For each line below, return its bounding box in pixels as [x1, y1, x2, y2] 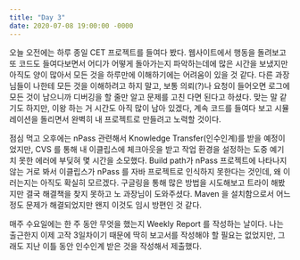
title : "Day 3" [9, 12, 66, 22]
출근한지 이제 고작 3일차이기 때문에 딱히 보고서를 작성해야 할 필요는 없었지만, [9, 229, 277, 240]
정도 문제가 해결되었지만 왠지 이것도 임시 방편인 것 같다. [9, 199, 203, 210]
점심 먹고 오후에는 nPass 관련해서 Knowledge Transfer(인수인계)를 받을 [9, 133, 262, 143]
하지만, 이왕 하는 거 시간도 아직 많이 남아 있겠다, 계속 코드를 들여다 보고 [25, 102, 273, 113]
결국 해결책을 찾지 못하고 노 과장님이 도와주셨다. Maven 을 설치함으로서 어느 [25, 188, 291, 199]
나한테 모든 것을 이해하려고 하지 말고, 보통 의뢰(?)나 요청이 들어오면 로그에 [32, 80, 290, 91]
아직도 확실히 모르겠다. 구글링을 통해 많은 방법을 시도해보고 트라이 [39, 177, 270, 188]
